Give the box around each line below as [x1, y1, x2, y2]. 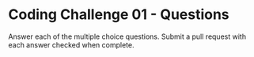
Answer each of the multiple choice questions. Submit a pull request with [8, 32, 247, 41]
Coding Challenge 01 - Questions [8, 6, 229, 24]
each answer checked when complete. [8, 40, 135, 49]
